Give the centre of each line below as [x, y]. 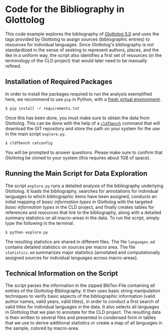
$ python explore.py [27, 232]
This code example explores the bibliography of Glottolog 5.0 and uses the [82, 34]
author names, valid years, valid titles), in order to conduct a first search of [82, 302]
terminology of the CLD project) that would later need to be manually [76, 60]
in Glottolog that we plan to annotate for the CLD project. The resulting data [83, 312]
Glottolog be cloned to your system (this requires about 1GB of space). [78, 157]
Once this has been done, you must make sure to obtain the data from [77, 118]
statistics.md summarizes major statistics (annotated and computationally [83, 252]
